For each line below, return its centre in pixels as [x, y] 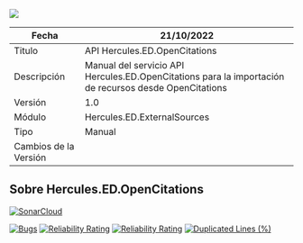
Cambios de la [44, 146]
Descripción [40, 76]
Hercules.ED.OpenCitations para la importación [184, 76]
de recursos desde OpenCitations [156, 88]
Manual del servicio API [134, 65]
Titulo [26, 51]
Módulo [30, 117]
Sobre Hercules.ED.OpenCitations [107, 189]
